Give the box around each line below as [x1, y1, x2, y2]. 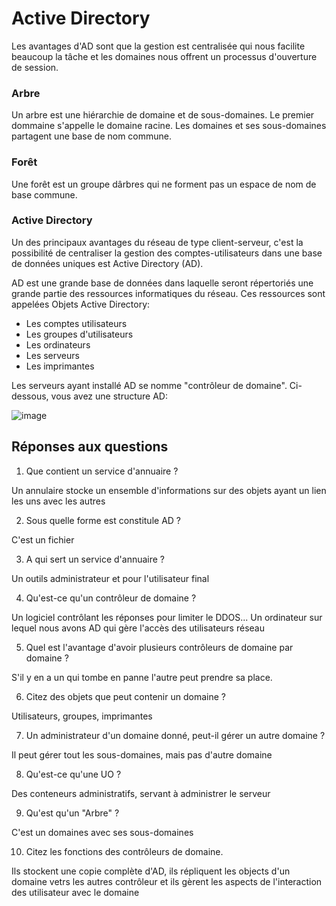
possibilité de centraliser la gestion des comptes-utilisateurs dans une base [11, 247, 323, 259]
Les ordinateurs [25, 338, 91, 351]
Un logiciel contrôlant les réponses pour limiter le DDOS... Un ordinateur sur [11, 611, 323, 623]
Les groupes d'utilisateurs [25, 328, 134, 340]
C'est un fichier [11, 533, 75, 546]
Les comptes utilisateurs [25, 317, 128, 329]
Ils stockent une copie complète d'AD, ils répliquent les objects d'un [11, 865, 291, 877]
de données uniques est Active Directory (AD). [11, 257, 204, 269]
